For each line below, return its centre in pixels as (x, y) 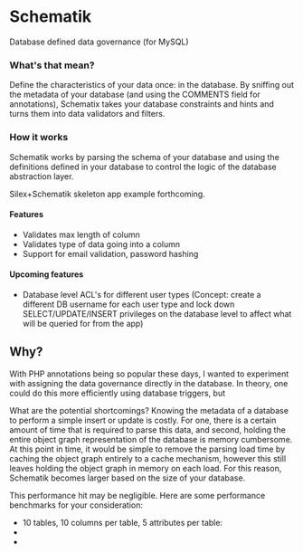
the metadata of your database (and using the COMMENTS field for (135, 95)
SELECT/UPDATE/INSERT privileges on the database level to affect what (157, 313)
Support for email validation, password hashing (110, 253)
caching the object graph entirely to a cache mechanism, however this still (148, 458)
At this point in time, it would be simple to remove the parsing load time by (147, 449)
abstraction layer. (42, 176)
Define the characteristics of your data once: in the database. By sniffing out (152, 85)
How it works (39, 138)
